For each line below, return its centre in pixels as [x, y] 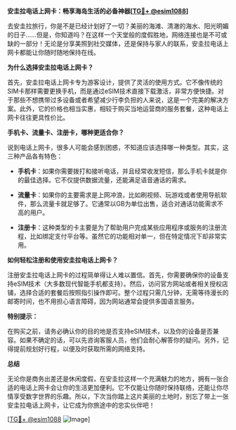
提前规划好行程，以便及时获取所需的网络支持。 [81, 349]
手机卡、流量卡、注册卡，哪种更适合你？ [66, 132]
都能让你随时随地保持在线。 [59, 52]
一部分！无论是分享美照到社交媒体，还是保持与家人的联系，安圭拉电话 [121, 44]
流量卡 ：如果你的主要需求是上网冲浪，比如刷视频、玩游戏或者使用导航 [119, 195]
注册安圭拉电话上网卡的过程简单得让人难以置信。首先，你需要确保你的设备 [115, 275]
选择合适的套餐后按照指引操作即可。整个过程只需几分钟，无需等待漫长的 [124, 292]
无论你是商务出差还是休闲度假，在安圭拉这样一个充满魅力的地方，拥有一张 [115, 379]
